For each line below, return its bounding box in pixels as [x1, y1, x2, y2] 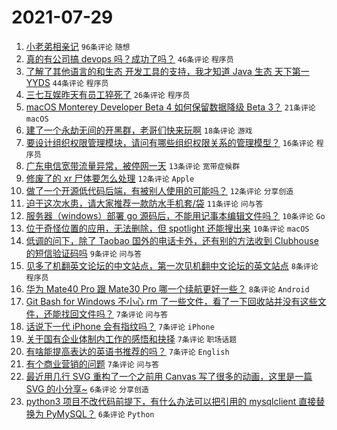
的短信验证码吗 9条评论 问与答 [25, 247, 143, 259]
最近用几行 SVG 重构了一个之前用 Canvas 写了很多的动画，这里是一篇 [25, 370, 313, 382]
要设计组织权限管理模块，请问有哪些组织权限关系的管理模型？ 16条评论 [25, 136, 314, 148]
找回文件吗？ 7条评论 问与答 [60, 307, 169, 320]
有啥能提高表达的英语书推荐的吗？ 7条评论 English [25, 345, 230, 357]
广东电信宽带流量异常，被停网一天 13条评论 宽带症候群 [25, 159, 241, 171]
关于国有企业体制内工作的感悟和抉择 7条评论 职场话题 [25, 332, 238, 345]
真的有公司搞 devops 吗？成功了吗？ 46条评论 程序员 [25, 52, 234, 65]
